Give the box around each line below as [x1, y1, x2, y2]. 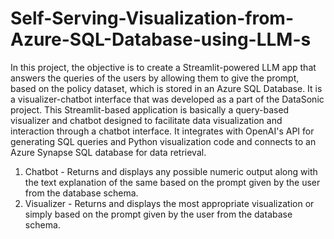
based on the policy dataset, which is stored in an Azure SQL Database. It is [10, 82, 323, 94]
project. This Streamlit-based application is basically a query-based [10, 103, 290, 116]
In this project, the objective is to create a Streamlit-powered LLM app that [10, 61, 317, 73]
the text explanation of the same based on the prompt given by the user [24, 176, 321, 188]
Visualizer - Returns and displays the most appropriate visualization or [24, 197, 315, 209]
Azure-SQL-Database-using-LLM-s [10, 28, 312, 51]
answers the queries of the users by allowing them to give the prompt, [10, 72, 300, 84]
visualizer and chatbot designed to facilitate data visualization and [10, 114, 283, 126]
